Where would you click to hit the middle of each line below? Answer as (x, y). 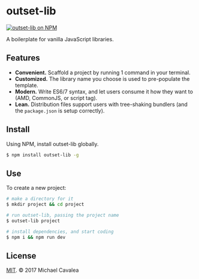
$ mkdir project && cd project (45, 205)
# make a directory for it (40, 199)
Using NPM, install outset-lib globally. (52, 144)
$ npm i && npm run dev (36, 237)
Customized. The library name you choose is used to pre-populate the (102, 78)
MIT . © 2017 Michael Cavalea (43, 270)
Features (23, 58)
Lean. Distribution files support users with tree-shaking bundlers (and (101, 104)
